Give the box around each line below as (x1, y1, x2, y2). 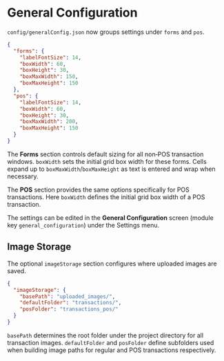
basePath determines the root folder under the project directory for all (7, 331, 204, 340)
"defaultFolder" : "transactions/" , (19, 299, 122, 306)
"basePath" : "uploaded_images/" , (19, 293, 116, 300)
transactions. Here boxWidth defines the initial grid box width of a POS (7, 192, 205, 201)
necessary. (7, 172, 39, 180)
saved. (7, 266, 26, 275)
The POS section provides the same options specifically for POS (7, 185, 190, 194)
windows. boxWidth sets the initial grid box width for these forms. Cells (7, 157, 207, 165)
